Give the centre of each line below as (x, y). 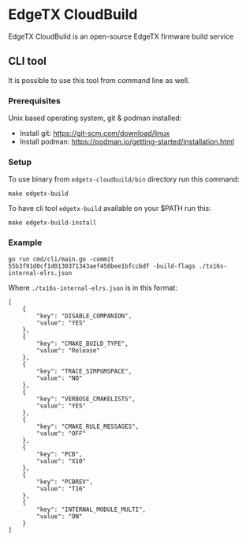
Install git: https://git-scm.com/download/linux (95, 133)
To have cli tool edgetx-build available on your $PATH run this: (110, 209)
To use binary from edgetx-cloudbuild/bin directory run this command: (124, 179)
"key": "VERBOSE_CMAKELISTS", (86, 399)
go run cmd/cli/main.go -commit (61, 259)
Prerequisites (34, 100)
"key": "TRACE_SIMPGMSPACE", (84, 371)
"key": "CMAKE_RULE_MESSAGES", (88, 426)
